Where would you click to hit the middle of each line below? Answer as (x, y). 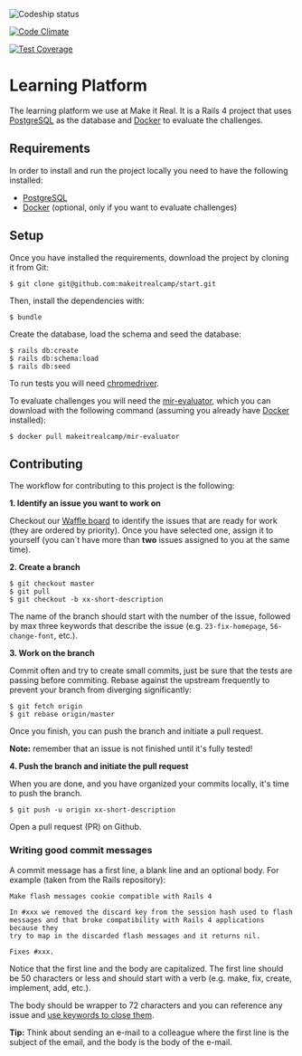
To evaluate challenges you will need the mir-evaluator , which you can (140, 400)
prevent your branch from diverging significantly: (100, 690)
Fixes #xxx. (32, 951)
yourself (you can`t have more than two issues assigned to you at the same (150, 540)
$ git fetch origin (46, 707)
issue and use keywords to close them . (82, 1014)
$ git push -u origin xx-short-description (93, 810)
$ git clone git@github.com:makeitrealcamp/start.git (113, 284)
